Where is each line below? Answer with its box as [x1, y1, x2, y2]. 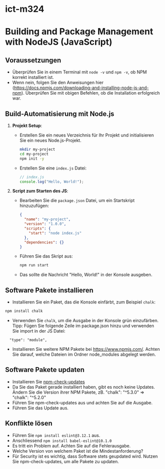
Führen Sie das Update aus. [12, 405, 69, 411]
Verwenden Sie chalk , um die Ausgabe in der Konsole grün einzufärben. [12, 317, 159, 323]
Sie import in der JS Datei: [12, 328, 66, 334]
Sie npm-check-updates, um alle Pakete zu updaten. [12, 458, 119, 464]
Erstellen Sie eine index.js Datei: [19, 165, 87, 171]
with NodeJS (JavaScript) [5, 36, 112, 48]
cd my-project [19, 151, 49, 156]
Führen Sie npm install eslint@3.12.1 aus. [12, 432, 100, 438]
